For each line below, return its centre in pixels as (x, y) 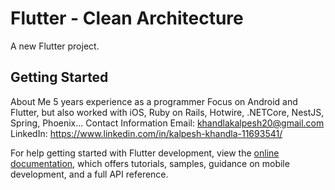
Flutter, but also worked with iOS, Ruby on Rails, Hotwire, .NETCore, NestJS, (167, 112)
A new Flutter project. (55, 46)
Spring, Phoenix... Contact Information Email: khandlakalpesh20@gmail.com (167, 123)
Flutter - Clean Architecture (127, 18)
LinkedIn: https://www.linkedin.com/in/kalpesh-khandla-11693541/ (146, 133)
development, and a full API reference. (89, 174)
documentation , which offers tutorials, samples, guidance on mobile (150, 163)
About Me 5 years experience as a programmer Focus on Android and (154, 101)
